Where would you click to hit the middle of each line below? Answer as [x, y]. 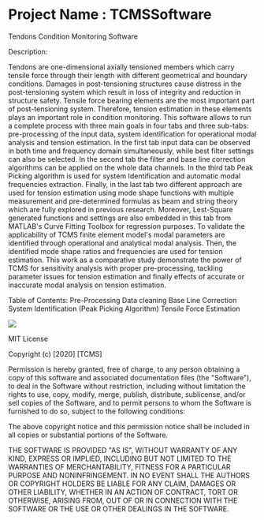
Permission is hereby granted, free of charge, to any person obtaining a [124, 369]
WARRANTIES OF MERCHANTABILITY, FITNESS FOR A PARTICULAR [119, 466]
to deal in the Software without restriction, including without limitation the [127, 386]
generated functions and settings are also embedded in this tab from [120, 218]
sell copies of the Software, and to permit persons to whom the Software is [130, 402]
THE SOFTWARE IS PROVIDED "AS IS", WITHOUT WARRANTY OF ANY [123, 450]
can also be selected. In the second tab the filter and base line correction [127, 159]
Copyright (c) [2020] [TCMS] [55, 354]
